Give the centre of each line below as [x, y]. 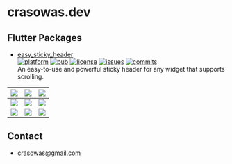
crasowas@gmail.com [49, 153]
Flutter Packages [44, 38]
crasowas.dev [49, 12]
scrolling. [30, 76]
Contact [25, 136]
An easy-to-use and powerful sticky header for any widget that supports [121, 69]
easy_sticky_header [45, 54]
